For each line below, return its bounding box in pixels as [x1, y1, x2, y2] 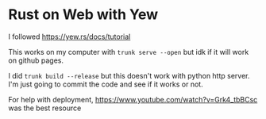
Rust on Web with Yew [8, 6, 159, 24]
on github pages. [8, 56, 64, 65]
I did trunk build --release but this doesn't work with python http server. [8, 71, 250, 80]
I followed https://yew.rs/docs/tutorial [8, 32, 131, 41]
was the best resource [8, 103, 82, 113]
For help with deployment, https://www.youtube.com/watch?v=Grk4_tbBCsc [8, 94, 258, 104]
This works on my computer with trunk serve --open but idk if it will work [8, 47, 249, 56]
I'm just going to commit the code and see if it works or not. [8, 79, 204, 89]
